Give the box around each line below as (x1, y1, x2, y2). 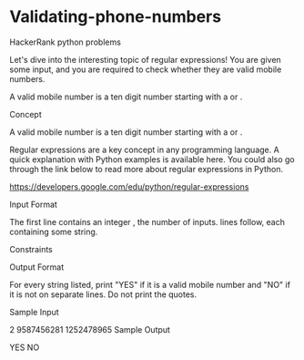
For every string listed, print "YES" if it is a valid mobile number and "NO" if (9, 279, 291, 290)
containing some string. (9, 226, 98, 237)
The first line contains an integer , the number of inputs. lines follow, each (9, 216, 285, 227)
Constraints (9, 243, 53, 254)
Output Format (9, 262, 65, 273)
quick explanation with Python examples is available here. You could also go (9, 153, 295, 165)
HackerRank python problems (9, 36, 121, 47)
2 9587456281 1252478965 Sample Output (9, 324, 171, 334)
